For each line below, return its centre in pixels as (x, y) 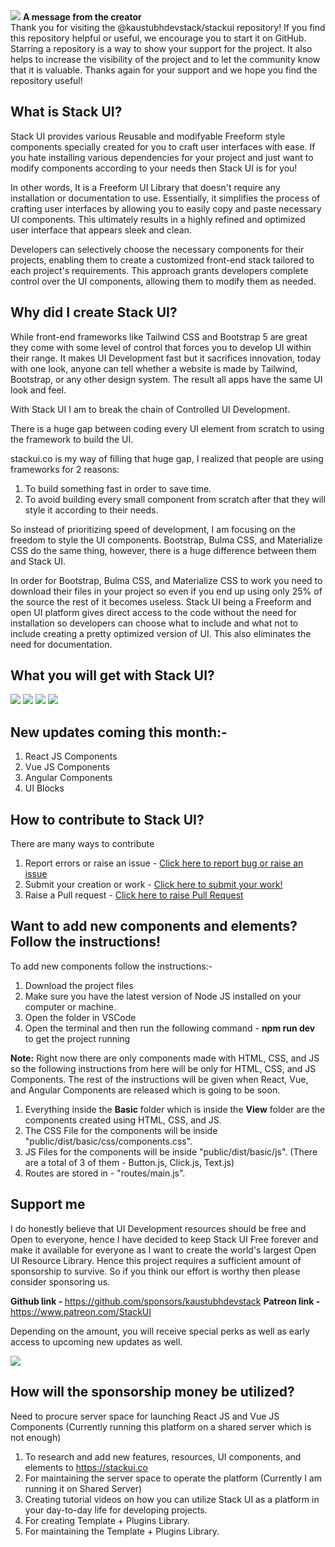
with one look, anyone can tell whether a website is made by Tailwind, (154, 368)
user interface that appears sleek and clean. (101, 230)
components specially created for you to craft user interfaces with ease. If (163, 146)
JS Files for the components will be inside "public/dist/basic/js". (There (171, 1151)
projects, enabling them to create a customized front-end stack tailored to (162, 260)
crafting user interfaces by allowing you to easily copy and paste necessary (166, 208)
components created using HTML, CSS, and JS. (123, 1120)
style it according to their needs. (91, 510)
